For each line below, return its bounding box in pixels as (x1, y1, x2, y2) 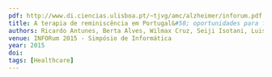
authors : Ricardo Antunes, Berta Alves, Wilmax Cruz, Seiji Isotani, (8, 26, 249, 34)
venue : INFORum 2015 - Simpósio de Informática (8, 34, 172, 43)
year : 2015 (8, 42, 45, 50)
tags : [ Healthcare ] (8, 57, 74, 65)
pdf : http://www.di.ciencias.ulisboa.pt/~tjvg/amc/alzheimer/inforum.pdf (8, 11, 263, 20)
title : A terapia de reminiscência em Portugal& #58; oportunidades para (8, 19, 259, 27)
